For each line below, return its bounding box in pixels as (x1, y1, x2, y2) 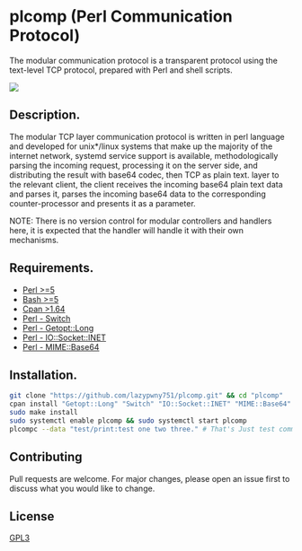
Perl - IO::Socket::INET (22, 332, 106, 343)
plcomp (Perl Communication (9, 6, 233, 27)
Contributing (9, 450, 83, 465)
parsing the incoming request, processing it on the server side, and (9, 160, 258, 171)
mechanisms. (9, 234, 59, 245)
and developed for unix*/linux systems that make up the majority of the (9, 141, 273, 152)
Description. (9, 108, 81, 123)
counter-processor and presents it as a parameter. (9, 197, 196, 208)
